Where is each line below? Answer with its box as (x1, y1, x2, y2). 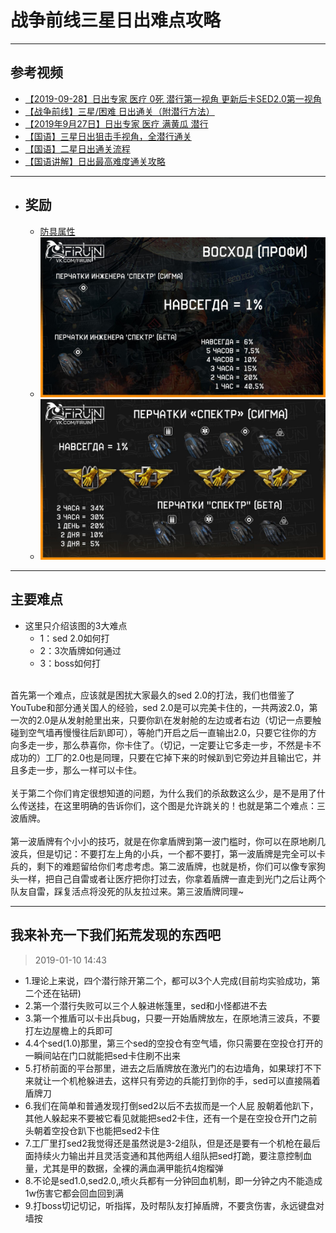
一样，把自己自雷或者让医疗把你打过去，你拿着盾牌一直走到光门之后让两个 (18, 872, 326, 885)
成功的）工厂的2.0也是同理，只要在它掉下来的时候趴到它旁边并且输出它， (10, 751, 313, 763)
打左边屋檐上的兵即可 (24, 1024, 113, 1036)
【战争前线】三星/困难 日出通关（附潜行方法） (24, 105, 215, 117)
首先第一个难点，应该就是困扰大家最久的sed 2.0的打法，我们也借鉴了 (10, 689, 296, 701)
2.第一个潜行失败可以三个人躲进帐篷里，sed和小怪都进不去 (24, 999, 268, 1011)
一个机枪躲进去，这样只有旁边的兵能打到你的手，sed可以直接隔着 (51, 1074, 321, 1086)
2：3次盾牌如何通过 (39, 644, 122, 656)
